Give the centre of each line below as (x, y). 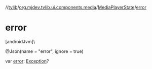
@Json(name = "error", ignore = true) (44, 51)
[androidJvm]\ (20, 41)
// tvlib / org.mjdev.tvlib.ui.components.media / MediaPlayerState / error (76, 7)
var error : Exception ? (27, 61)
